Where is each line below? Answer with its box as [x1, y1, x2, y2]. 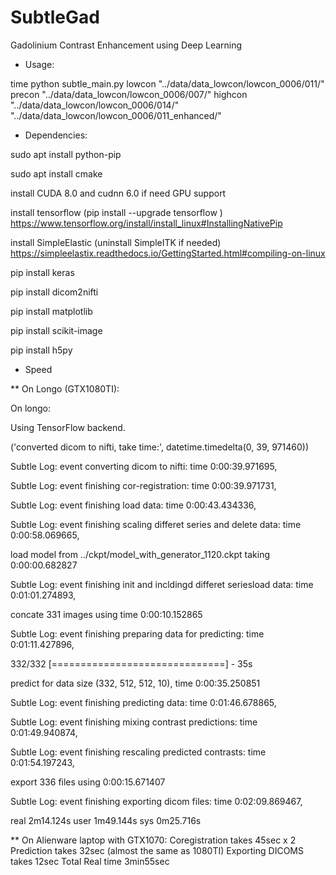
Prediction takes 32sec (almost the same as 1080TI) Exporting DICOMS [10, 844, 304, 856]
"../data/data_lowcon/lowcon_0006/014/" [10, 99, 180, 111]
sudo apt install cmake [10, 167, 103, 180]
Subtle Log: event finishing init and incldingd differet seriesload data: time [10, 578, 314, 590]
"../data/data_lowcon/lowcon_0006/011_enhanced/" [10, 109, 222, 121]
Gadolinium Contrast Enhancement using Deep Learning [10, 39, 243, 51]
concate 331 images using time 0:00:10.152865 [10, 608, 203, 620]
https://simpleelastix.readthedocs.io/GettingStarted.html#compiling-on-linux [10, 247, 326, 259]
